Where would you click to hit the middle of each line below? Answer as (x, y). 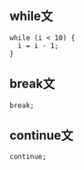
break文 (32, 84)
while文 (31, 16)
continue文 (42, 136)
